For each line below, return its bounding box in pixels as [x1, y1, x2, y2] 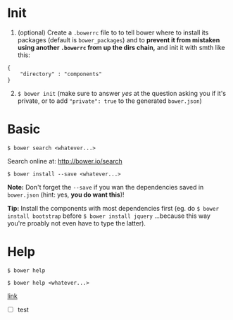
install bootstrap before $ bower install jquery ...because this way [7, 211, 211, 220]
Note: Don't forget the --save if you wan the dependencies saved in [7, 183, 204, 191]
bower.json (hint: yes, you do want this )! [7, 190, 125, 199]
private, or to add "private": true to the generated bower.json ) [17, 97, 202, 105]
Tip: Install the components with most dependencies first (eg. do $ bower [7, 204, 220, 212]
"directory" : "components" [20, 70, 102, 78]
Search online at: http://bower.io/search [7, 156, 122, 165]
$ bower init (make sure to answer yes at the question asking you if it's [17, 89, 227, 97]
